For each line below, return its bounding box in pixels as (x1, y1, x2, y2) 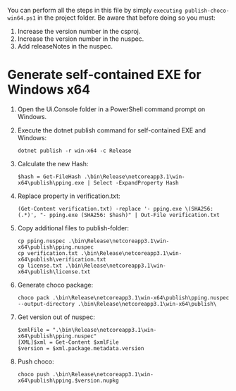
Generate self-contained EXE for (7, 67, 202, 83)
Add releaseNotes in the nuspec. (17, 42, 113, 50)
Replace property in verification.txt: (17, 192, 121, 200)
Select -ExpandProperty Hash (93, 179, 179, 186)
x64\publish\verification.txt (17, 256, 107, 263)
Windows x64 (7, 82, 90, 98)
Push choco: (17, 357, 54, 366)
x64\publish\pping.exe (17, 179, 85, 186)
